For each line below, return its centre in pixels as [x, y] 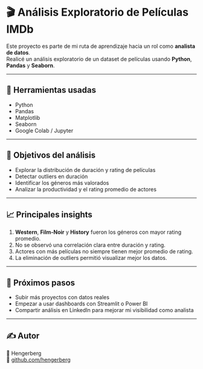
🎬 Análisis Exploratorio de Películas [98, 12]
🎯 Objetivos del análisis [51, 155]
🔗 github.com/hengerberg [38, 360]
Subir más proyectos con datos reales [62, 298]
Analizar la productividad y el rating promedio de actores [86, 189]
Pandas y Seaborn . [31, 65]
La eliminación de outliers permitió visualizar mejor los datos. [91, 258]
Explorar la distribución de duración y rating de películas [85, 170]
